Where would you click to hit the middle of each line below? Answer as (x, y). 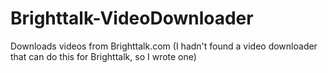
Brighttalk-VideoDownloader (132, 18)
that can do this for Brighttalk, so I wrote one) (103, 56)
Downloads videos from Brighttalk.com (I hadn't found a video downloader (164, 46)
